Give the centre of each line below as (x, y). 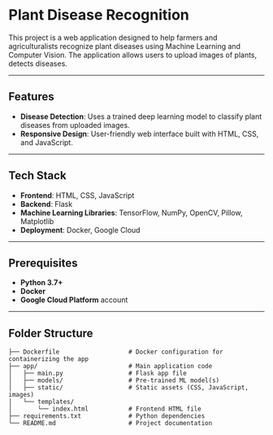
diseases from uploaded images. (75, 125)
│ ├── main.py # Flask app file (97, 373)
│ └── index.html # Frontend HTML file (105, 409)
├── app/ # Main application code (110, 367)
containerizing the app (49, 359)
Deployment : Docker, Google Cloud (80, 230)
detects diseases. (38, 64)
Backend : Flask (46, 204)
